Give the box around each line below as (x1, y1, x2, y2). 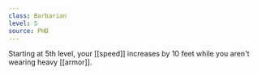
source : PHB (8, 27, 49, 35)
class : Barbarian (8, 11, 67, 20)
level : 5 (8, 19, 38, 27)
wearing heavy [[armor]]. (8, 57, 92, 67)
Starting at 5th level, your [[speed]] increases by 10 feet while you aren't (8, 49, 250, 59)
